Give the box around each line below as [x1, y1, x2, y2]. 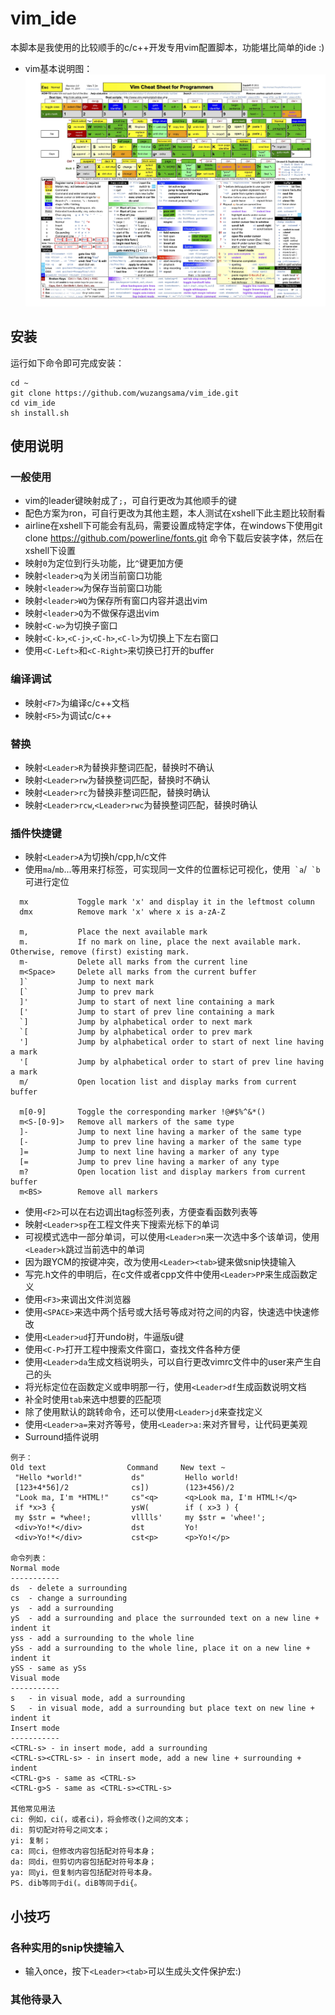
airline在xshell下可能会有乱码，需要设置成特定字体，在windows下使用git [24, 520, 323, 532]
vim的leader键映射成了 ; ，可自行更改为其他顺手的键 [24, 495, 238, 507]
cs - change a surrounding [10, 1593, 128, 1604]
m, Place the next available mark [19, 927, 208, 937]
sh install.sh [10, 408, 70, 418]
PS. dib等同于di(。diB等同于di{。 [10, 1878, 142, 1889]
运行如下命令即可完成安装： [10, 357, 125, 369]
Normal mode [10, 1563, 60, 1574]
